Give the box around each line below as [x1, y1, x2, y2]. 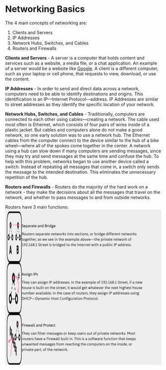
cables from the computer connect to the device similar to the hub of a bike [5, 137, 160, 143]
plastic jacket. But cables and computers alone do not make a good [5, 126, 143, 132]
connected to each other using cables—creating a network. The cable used [5, 116, 160, 122]
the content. [5, 76, 30, 82]
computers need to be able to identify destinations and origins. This [5, 91, 144, 97]
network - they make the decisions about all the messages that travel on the [5, 189, 161, 195]
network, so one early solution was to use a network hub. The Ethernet [5, 132, 150, 138]
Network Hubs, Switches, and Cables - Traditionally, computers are [5, 111, 145, 117]
